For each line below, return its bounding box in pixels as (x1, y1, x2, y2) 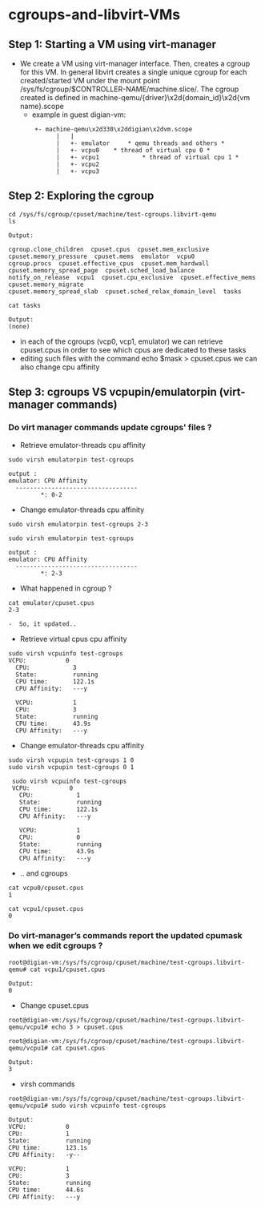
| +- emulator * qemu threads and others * (55, 139, 225, 147)
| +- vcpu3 (55, 167, 100, 175)
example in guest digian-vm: (31, 110, 126, 119)
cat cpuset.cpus (50, 1044, 106, 1052)
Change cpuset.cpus (19, 1000, 90, 1010)
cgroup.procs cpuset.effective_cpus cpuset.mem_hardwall (8, 259, 210, 268)
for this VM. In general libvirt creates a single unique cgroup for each (19, 67, 247, 77)
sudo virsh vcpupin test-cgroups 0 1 (8, 763, 135, 771)
